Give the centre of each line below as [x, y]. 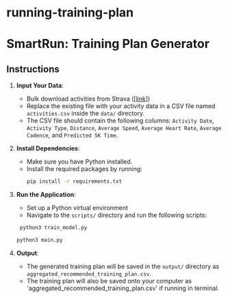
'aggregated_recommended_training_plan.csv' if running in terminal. [123, 288]
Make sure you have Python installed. [79, 161]
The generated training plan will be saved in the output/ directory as [123, 266]
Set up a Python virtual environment [77, 208]
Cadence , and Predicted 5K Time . [72, 135]
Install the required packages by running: [85, 169]
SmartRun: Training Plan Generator [108, 44]
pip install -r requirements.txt [74, 182]
